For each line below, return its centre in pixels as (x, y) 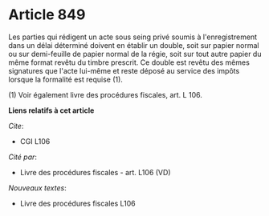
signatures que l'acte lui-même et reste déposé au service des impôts (124, 70)
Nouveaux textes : (37, 188)
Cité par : (23, 157)
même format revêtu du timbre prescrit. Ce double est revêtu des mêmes (129, 62)
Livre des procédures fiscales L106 (78, 203)
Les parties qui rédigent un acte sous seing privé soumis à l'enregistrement (133, 37)
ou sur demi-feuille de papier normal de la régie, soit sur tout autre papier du (135, 54)
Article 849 (47, 15)
